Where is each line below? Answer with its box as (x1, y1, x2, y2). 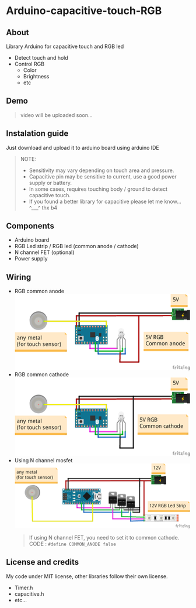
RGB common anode (14, 288, 65, 295)
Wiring (6, 272, 32, 282)
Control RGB (14, 60, 45, 67)
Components (6, 221, 54, 231)
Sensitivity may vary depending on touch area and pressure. (29, 167, 174, 174)
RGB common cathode (14, 370, 69, 378)
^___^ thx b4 (29, 204, 58, 211)
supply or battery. (29, 179, 72, 186)
